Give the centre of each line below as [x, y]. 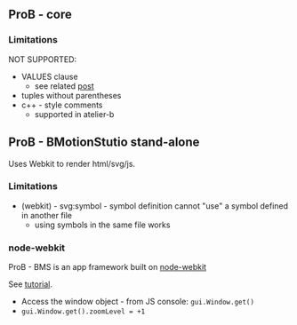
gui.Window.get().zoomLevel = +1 [83, 312]
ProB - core [40, 15]
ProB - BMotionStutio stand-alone [104, 143]
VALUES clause [49, 76]
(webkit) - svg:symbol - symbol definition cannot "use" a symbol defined [155, 206]
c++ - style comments [62, 105]
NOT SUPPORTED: [43, 59]
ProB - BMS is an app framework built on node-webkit [107, 267]
